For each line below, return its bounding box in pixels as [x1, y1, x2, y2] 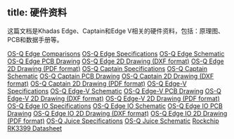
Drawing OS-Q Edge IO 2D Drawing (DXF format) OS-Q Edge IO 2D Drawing [7, 109, 228, 117]
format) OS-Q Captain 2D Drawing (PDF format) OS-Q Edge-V [7, 79, 188, 88]
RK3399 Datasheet [7, 124, 63, 132]
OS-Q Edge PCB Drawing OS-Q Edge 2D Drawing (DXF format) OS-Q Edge [7, 57, 224, 65]
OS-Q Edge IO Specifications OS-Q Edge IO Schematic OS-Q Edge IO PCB [7, 101, 223, 110]
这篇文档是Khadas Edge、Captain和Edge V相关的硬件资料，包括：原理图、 [7, 27, 225, 35]
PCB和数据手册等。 [7, 35, 63, 44]
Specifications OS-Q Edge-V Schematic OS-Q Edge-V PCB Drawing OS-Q [7, 86, 221, 95]
